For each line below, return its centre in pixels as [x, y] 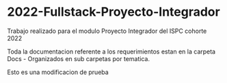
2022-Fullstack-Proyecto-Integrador [113, 12]
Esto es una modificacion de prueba [58, 72]
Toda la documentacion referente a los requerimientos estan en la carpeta [111, 51]
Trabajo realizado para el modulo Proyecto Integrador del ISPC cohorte [107, 31]
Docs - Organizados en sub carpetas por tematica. [79, 58]
